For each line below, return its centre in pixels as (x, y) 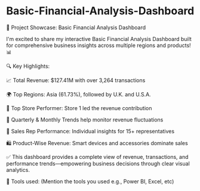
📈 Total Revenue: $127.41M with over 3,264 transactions (76, 80)
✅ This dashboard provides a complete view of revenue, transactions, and (97, 156)
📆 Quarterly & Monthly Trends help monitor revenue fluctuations (85, 120)
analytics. (18, 170)
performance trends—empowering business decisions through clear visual (98, 163)
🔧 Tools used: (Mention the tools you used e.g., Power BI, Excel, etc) (90, 181)
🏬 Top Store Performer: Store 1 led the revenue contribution (79, 108)
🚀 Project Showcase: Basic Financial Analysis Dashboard (76, 27)
